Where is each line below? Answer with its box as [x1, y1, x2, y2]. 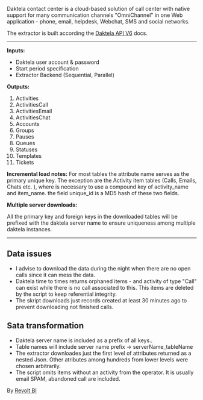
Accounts [15, 120, 40, 127]
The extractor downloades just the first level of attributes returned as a [15, 349, 192, 357]
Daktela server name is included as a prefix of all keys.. [15, 337, 153, 344]
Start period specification [15, 65, 79, 72]
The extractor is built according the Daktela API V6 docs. [7, 30, 148, 37]
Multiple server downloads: [7, 201, 78, 208]
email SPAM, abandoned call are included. [15, 375, 120, 382]
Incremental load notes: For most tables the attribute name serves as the [7, 170, 189, 177]
